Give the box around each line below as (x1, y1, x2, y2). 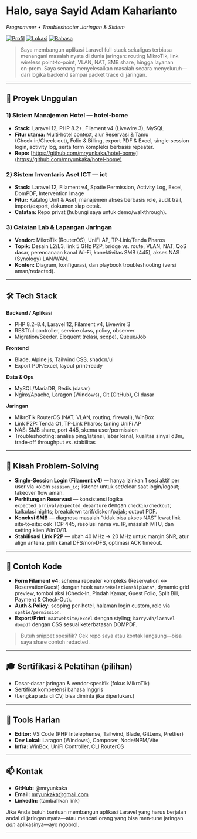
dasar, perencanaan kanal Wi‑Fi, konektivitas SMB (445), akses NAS (14, 249, 180, 256)
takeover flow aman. (14, 489, 64, 496)
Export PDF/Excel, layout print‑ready (14, 362, 103, 369)
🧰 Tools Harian (6, 715, 60, 725)
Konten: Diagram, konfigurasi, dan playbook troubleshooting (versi (14, 261, 176, 269)
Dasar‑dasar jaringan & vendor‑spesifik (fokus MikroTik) (14, 680, 150, 687)
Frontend (6, 345, 29, 352)
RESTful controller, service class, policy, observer (14, 327, 135, 334)
